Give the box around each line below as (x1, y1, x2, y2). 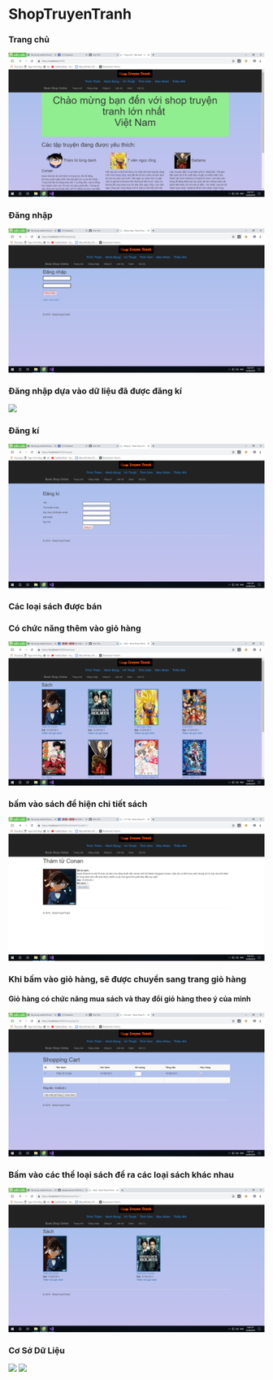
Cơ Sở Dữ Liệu (8, 1344, 65, 1356)
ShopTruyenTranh (8, 5, 132, 24)
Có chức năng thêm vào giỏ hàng (8, 623, 141, 634)
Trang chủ (8, 34, 50, 46)
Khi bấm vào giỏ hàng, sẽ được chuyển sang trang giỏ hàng (8, 974, 246, 985)
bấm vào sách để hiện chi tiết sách (8, 798, 148, 809)
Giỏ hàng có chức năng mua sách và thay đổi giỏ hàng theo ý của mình (8, 993, 251, 1004)
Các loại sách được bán (8, 601, 102, 612)
